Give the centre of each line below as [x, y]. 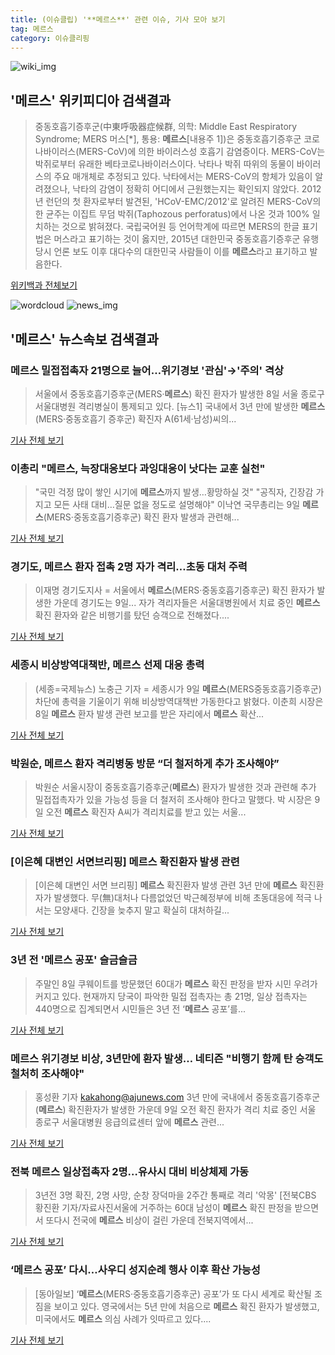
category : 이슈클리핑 [50, 38]
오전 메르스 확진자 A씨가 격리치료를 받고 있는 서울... [146, 812]
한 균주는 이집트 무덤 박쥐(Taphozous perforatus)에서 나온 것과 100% [172, 214]
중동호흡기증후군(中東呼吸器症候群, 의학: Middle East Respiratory [166, 127]
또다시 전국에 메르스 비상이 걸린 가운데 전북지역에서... [149, 1220]
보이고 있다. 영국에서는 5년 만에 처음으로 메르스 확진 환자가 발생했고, [186, 1306]
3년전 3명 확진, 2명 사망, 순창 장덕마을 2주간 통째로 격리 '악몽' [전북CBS [175, 1195]
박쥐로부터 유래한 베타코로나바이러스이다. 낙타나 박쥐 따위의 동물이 [164, 164]
